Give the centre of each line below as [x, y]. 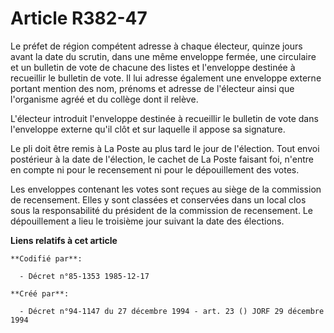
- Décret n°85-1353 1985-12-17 [84, 276]
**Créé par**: [40, 293]
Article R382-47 [79, 18]
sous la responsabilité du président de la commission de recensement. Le [161, 210]
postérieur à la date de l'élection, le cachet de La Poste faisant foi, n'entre [162, 159]
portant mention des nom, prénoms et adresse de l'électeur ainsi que [152, 88]
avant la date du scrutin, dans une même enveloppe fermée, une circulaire [163, 56]
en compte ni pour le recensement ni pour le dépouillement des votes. [155, 169]
